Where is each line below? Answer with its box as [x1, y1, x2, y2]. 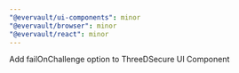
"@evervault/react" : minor [9, 29, 109, 38]
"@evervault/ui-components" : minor [9, 12, 141, 22]
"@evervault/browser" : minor [9, 21, 117, 30]
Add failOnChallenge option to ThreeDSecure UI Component [9, 54, 230, 65]
